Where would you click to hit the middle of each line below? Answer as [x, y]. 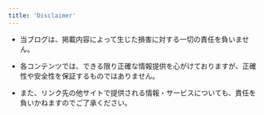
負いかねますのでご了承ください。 [76, 102]
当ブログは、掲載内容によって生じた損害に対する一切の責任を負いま [131, 39]
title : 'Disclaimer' [43, 15]
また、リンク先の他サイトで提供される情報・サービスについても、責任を [138, 93]
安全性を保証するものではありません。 [97, 75]
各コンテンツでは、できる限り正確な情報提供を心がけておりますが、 [131, 66]
